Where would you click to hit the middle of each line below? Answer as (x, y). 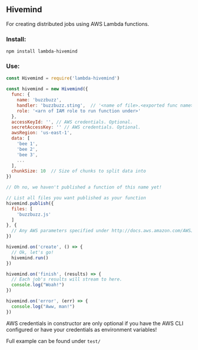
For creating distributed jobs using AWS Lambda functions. (77, 24)
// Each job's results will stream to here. (67, 279)
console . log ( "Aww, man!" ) (43, 306)
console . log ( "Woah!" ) (38, 285)
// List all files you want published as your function (76, 198)
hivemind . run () (30, 258)
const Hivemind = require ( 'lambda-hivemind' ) (63, 78)
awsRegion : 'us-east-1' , (42, 133)
